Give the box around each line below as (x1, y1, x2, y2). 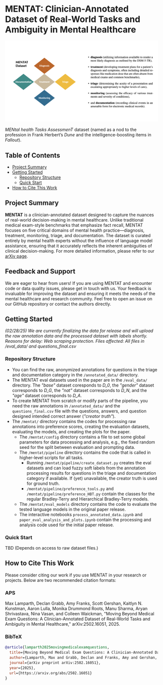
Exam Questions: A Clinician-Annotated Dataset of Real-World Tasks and (5, 616, 150, 622)
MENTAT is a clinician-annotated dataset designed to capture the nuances (5, 212, 154, 218)
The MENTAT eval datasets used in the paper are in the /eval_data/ (12, 377, 147, 383)
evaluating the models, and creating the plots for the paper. (12, 428, 131, 434)
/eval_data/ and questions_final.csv (5, 343, 77, 349)
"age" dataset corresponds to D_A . (12, 392, 82, 398)
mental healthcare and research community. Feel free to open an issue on (5, 296, 153, 301)
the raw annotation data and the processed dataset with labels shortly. (5, 333, 148, 339)
